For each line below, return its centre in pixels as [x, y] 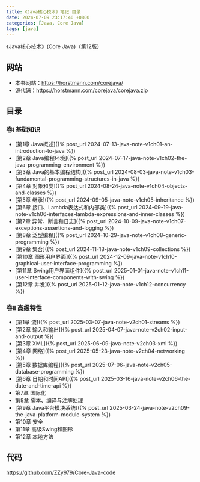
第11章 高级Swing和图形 [44, 429]
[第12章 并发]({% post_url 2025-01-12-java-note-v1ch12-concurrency [100, 284]
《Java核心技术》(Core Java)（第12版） [54, 46]
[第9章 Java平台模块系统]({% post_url [62, 408]
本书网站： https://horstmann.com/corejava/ [69, 83]
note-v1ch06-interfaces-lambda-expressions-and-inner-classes [94, 214]
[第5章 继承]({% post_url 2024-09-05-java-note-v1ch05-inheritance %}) [105, 200]
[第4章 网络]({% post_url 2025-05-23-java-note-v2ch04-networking [100, 351]
